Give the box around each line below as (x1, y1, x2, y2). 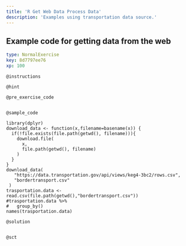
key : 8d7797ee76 (6, 57, 46, 63)
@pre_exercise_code (6, 94, 54, 100)
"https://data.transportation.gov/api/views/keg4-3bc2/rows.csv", (14, 172, 181, 178)
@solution (6, 219, 31, 225)
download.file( (17, 136, 54, 142)
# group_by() (6, 203, 44, 209)
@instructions (6, 74, 41, 79)
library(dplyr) (6, 120, 44, 126)
